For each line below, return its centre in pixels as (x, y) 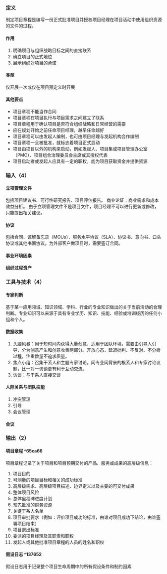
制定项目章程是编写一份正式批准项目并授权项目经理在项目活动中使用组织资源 (84, 20)
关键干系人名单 (28, 511)
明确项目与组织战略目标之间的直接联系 (52, 50)
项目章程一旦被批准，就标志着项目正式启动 (56, 143)
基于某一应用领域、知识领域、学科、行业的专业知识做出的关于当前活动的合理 (84, 307)
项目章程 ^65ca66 (24, 451)
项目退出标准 (26, 530)
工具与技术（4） (25, 282)
